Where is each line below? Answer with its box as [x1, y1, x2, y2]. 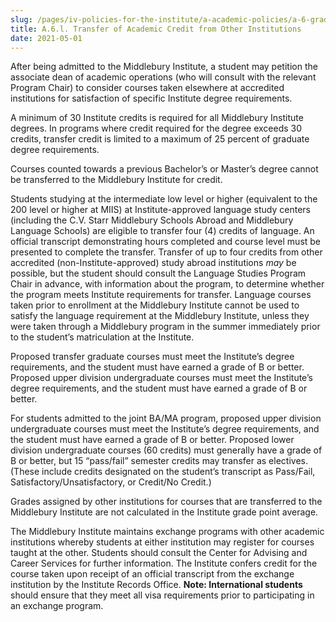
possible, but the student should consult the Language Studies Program [10, 267, 307, 280]
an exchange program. [10, 600, 104, 612]
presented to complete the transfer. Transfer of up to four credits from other [10, 246, 323, 258]
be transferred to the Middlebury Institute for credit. [10, 174, 223, 186]
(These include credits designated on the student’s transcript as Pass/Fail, [10, 466, 316, 478]
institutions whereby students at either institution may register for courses [10, 536, 315, 548]
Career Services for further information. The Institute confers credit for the [10, 557, 318, 570]
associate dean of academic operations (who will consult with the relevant [10, 71, 317, 83]
